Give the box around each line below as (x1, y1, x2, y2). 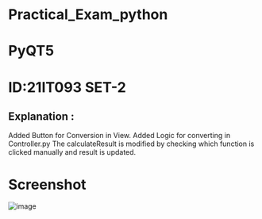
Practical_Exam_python (8, 6, 168, 24)
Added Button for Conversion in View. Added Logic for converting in (8, 131, 231, 140)
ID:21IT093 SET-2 (8, 78, 127, 96)
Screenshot (8, 175, 87, 194)
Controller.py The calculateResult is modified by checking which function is (8, 139, 255, 148)
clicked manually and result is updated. (8, 148, 137, 157)
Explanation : (8, 109, 75, 123)
